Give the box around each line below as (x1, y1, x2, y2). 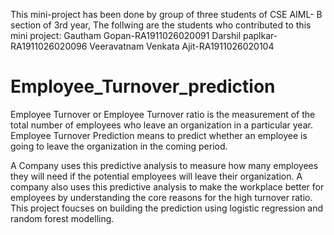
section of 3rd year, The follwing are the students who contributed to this (10, 19, 312, 31)
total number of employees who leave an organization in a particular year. (10, 119, 313, 131)
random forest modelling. (10, 212, 115, 224)
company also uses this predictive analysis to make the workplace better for (10, 180, 325, 193)
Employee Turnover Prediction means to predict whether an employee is (10, 129, 308, 141)
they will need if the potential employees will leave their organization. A (10, 170, 303, 182)
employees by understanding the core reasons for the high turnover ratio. (10, 191, 313, 203)
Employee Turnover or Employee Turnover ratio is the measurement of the (10, 108, 316, 120)
